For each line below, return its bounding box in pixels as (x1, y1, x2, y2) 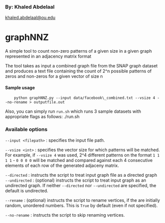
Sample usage (5, 85, 35, 91)
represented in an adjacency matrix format (5, 53, 92, 60)
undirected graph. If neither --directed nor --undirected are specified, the (5, 182, 157, 188)
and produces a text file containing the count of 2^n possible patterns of (5, 68, 152, 74)
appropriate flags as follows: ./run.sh (5, 114, 80, 120)
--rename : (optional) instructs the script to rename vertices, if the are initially (5, 197, 160, 203)
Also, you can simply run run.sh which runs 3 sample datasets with (5, 108, 141, 114)
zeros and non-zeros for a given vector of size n (5, 73, 103, 79)
